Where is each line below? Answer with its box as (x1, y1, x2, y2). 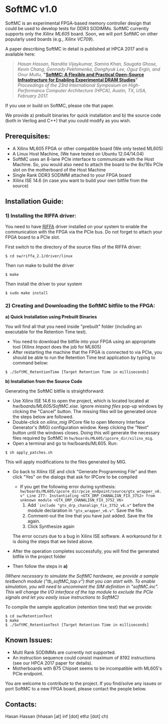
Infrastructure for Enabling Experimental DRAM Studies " (17, 77, 138, 83)
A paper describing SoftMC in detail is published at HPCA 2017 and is (5, 46, 148, 52)
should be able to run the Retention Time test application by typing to (12, 354, 155, 360)
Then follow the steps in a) (12, 563, 68, 569)
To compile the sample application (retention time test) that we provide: (5, 604, 153, 610)
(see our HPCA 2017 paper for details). (12, 660, 93, 666)
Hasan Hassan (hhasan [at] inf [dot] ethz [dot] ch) (5, 713, 109, 719)
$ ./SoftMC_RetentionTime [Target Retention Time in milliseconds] (5, 370, 149, 375)
